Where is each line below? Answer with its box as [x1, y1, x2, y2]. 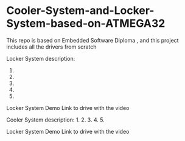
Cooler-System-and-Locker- [6, 4, 155, 18]
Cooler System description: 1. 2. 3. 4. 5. [6, 116, 105, 123]
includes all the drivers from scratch [6, 43, 97, 50]
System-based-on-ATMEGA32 [6, 16, 166, 30]
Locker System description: [6, 55, 75, 62]
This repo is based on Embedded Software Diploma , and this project [6, 36, 179, 44]
